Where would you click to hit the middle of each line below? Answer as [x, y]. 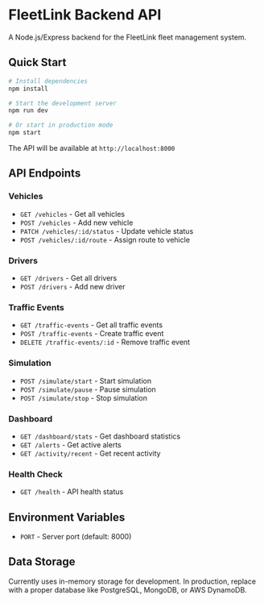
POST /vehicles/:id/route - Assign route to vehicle [105, 239]
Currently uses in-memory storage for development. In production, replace [132, 581]
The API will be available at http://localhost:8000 [92, 148]
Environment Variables [67, 517]
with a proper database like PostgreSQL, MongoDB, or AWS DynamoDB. [128, 589]
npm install [28, 89]
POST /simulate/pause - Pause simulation [88, 389]
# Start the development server [62, 103]
